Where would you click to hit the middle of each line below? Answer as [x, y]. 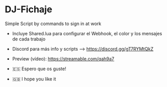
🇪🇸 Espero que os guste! [39, 69]
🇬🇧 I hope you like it [34, 79]
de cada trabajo [29, 39]
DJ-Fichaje [29, 9]
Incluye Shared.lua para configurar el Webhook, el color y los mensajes [87, 33]
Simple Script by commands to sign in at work [53, 24]
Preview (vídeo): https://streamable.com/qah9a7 [63, 59]
